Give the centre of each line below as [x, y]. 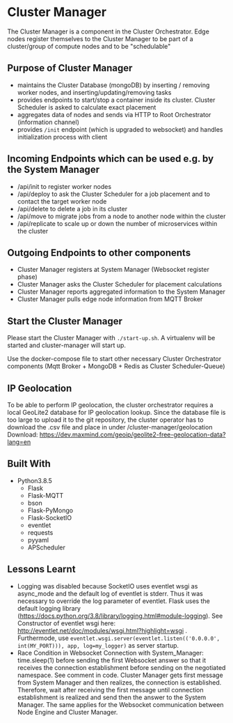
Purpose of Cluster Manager [70, 68]
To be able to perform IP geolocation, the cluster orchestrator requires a [110, 405]
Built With [29, 464]
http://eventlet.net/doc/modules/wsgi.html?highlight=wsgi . [102, 630]
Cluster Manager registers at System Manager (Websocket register [113, 270]
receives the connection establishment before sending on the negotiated [121, 667]
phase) [27, 277]
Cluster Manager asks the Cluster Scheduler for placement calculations [120, 284]
